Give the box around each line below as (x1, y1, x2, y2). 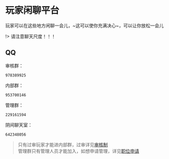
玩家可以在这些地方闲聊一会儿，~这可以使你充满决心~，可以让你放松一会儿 (5, 22, 164, 29)
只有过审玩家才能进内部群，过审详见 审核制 (17, 141, 108, 148)
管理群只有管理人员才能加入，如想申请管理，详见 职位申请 (17, 148, 139, 154)
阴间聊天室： (5, 122, 32, 128)
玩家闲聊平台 (5, 5, 60, 16)
